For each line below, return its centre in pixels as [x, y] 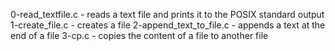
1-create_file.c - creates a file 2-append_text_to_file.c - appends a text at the [168, 25]
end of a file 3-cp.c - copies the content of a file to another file [139, 35]
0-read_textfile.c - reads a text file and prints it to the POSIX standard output [167, 14]
